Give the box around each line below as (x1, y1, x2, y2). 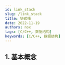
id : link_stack (5, 7, 36, 12)
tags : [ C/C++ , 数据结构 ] (5, 29, 52, 34)
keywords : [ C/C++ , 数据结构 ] (5, 34, 61, 39)
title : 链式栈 (5, 16, 31, 21)
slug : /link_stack (5, 12, 42, 16)
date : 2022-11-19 (5, 20, 40, 26)
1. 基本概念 (5, 53, 37, 61)
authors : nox (5, 25, 31, 30)
